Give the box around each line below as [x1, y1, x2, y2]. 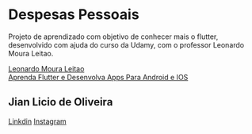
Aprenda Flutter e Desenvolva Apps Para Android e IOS [8, 72, 189, 82]
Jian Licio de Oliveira [8, 95, 113, 109]
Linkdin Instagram [8, 117, 67, 126]
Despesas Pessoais [8, 6, 140, 24]
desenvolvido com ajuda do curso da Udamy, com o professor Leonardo [8, 40, 244, 49]
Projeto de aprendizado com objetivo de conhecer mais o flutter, [8, 32, 219, 41]
